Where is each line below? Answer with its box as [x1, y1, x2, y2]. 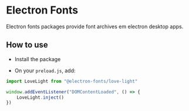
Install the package [14, 55, 61, 62]
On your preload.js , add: [14, 67, 76, 74]
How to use [6, 40, 48, 50]
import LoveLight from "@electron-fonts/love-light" [6, 78, 138, 84]
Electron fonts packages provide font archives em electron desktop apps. [6, 23, 184, 30]
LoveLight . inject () [16, 95, 65, 100]
